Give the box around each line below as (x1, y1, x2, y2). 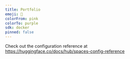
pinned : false (5, 30, 34, 35)
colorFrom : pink (5, 16, 38, 21)
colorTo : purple (5, 20, 38, 26)
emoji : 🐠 (5, 12, 23, 17)
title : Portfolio (5, 7, 41, 12)
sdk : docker (5, 25, 29, 30)
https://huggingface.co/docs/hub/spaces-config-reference (5, 48, 125, 54)
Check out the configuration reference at (5, 43, 88, 49)
